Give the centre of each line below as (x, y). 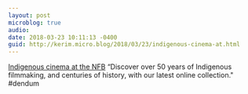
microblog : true (35, 23)
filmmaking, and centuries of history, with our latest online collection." (121, 75)
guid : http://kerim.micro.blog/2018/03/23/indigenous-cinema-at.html (124, 45)
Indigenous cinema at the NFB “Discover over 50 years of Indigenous (120, 67)
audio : (19, 30)
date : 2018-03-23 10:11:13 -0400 (63, 37)
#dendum (24, 84)
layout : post (29, 15)
